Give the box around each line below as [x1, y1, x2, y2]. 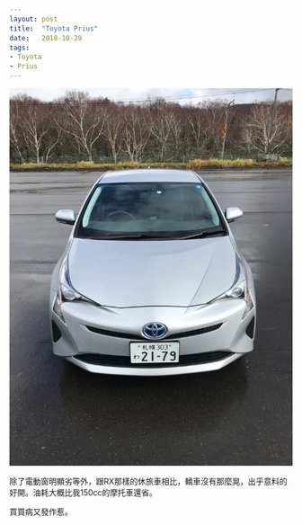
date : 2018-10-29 [9, 33, 83, 42]
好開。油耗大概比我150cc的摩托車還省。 [9, 487, 157, 498]
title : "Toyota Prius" [9, 23, 99, 33]
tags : [9, 43, 30, 52]
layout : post [9, 14, 58, 23]
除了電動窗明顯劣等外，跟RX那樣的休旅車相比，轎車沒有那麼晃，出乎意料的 [9, 476, 288, 486]
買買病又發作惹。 [9, 506, 73, 517]
